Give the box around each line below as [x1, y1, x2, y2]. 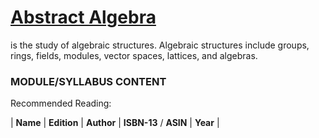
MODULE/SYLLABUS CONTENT [10, 74, 167, 88]
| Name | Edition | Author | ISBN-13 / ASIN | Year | [10, 117, 220, 129]
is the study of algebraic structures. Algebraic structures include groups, [10, 39, 310, 51]
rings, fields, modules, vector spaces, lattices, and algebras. [10, 49, 258, 61]
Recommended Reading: [10, 97, 112, 110]
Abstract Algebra [10, 6, 157, 29]
